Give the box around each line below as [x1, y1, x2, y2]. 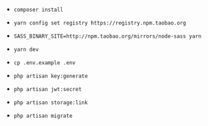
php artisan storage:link [13, 99, 88, 106]
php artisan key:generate [13, 73, 88, 79]
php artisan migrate [13, 112, 73, 119]
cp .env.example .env [13, 60, 76, 66]
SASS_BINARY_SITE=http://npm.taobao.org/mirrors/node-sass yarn [13, 33, 202, 40]
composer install [13, 6, 64, 13]
